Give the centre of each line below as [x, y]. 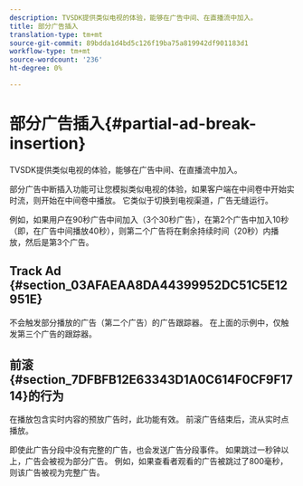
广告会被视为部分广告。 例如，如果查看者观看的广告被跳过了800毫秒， [156, 462]
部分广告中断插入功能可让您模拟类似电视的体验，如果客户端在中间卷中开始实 [152, 189]
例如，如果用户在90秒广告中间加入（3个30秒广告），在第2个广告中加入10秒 [149, 219]
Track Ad [35, 271]
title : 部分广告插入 [44, 26]
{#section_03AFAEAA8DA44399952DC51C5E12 [148, 286]
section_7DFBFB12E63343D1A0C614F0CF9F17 [157, 380]
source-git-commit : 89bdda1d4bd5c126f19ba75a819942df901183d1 [129, 43]
